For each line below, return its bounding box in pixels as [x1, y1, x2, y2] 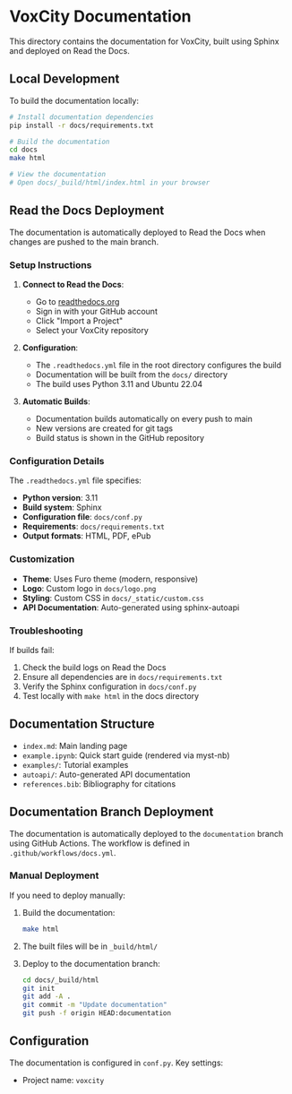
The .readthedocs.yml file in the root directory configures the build [35, 359, 282, 370]
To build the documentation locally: [9, 95, 139, 106]
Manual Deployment [9, 869, 99, 882]
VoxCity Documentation [9, 6, 192, 27]
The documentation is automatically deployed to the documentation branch [9, 828, 284, 839]
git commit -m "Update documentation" [21, 1001, 167, 1010]
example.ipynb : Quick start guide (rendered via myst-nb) [21, 750, 230, 761]
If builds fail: [9, 644, 56, 655]
